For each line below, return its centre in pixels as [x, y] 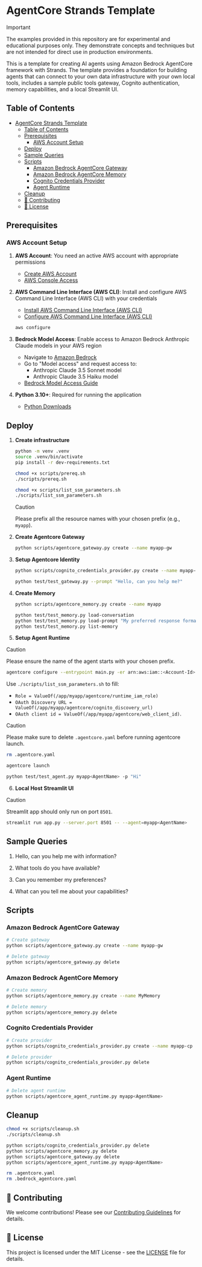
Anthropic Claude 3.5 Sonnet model [77, 370]
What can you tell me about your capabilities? [71, 891]
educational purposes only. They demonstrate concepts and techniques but [100, 45]
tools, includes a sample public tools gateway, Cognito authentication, [93, 83]
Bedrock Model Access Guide [61, 383]
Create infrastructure [42, 440]
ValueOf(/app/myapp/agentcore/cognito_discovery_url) [84, 708]
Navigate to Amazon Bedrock [60, 357]
